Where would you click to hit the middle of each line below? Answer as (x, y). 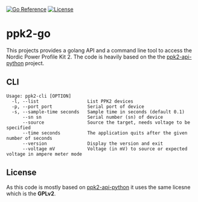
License (21, 173)
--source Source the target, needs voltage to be (106, 122)
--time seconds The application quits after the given (105, 133)
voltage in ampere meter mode (44, 154)
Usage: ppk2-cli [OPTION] (39, 96)
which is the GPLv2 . (31, 194)
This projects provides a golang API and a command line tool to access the (99, 50)
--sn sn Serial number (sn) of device (93, 117)
